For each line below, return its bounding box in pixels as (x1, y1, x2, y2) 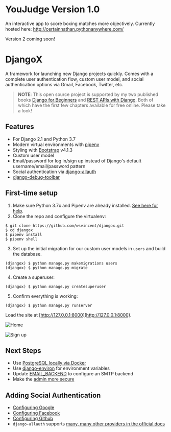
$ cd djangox (5, 227, 33, 233)
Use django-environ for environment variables (12, 365, 110, 371)
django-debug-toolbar (12, 174, 60, 180)
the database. (12, 251, 42, 257)
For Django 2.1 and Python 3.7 (12, 136, 76, 142)
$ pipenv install (5, 232, 42, 237)
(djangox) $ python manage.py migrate (5, 265, 88, 270)
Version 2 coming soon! (5, 36, 55, 42)
